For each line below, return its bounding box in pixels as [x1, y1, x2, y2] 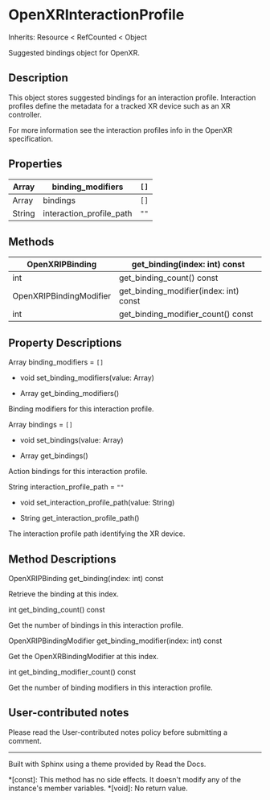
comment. [8, 736, 42, 745]
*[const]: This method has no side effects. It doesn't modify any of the [8, 774, 241, 784]
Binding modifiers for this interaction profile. [8, 404, 154, 414]
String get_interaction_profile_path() [19, 513, 140, 523]
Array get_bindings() [19, 451, 88, 460]
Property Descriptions [8, 336, 122, 349]
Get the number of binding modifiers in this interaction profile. [8, 682, 213, 692]
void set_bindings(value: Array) [19, 435, 124, 445]
